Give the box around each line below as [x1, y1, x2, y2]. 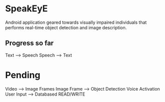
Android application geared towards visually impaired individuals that [5, 19, 147, 25]
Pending [5, 69, 41, 81]
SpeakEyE [5, 3, 48, 14]
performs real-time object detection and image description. [5, 24, 127, 30]
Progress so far [5, 39, 54, 48]
